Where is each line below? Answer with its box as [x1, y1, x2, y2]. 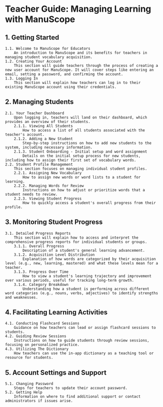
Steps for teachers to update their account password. [14, 386, 128, 391]
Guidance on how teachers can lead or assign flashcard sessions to [14, 326, 156, 330]
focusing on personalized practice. [5, 343, 80, 347]
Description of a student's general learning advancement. [22, 248, 145, 253]
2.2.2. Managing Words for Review [14, 183, 84, 188]
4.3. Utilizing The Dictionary [5, 346, 69, 352]
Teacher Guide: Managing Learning [5, 3, 151, 15]
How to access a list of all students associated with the [22, 128, 145, 133]
